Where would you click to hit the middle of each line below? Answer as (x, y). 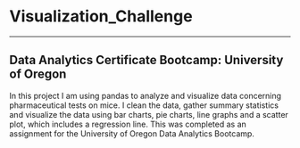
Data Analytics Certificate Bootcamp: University (146, 60)
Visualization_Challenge (101, 16)
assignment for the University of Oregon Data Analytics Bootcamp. (132, 133)
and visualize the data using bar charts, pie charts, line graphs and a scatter (149, 114)
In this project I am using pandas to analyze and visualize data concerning (146, 95)
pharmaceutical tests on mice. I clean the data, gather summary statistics (144, 105)
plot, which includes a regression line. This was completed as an (128, 124)
